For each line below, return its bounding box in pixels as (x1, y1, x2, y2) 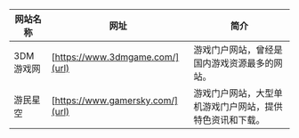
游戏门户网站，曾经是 (193, 44, 283, 56)
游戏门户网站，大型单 (193, 87, 283, 99)
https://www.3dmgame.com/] (54, 51, 180, 63)
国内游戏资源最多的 (193, 57, 274, 69)
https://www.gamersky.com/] (54, 94, 178, 106)
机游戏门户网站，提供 (193, 101, 283, 112)
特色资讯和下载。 (193, 114, 265, 126)
